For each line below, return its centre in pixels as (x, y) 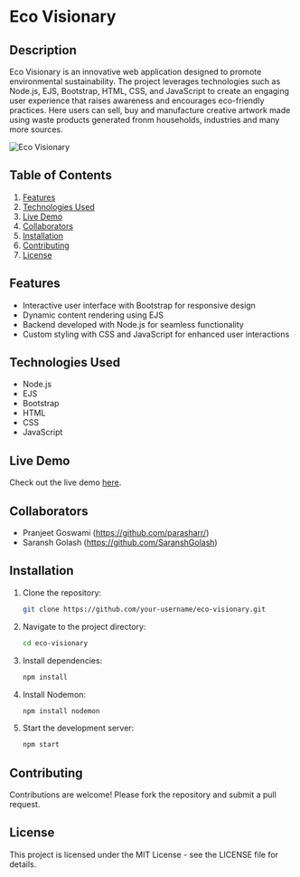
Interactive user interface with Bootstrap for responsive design (139, 305)
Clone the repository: (62, 592)
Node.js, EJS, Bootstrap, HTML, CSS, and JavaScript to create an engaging (150, 91)
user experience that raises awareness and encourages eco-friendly (137, 100)
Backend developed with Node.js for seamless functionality (133, 324)
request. (25, 805)
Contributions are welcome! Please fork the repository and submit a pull (143, 795)
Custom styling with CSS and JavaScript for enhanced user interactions (156, 334)
